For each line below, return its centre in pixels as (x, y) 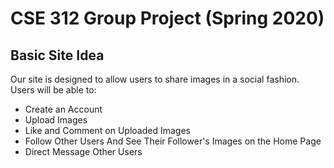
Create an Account (63, 109)
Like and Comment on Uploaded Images (107, 130)
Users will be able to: (53, 90)
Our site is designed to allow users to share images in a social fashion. (155, 79)
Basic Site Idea (57, 55)
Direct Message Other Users (83, 151)
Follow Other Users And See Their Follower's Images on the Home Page (173, 141)
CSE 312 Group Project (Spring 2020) (167, 18)
